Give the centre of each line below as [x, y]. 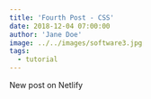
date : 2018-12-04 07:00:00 [60, 26]
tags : [19, 51]
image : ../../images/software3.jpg [76, 43]
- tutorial [38, 59]
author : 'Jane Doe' [46, 34]
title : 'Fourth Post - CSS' [62, 18]
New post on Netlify [46, 85]
